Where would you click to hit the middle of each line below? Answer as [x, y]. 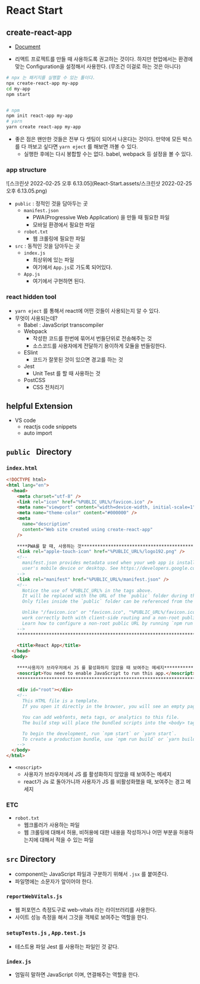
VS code [25, 420]
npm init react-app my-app [40, 116]
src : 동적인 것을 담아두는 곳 [47, 246]
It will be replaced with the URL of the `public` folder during [104, 596]
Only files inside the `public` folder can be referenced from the [107, 602]
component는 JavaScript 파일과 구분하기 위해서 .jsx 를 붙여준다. [91, 874]
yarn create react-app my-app [44, 127]
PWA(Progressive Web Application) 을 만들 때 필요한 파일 [101, 218]
